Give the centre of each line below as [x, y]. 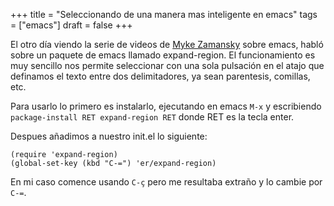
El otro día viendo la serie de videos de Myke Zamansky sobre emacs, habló [167, 44]
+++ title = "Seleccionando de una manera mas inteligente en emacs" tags [164, 14]
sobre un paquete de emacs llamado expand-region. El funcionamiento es [163, 55]
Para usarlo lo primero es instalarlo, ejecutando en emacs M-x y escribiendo [166, 106]
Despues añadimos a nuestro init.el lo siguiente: [109, 136]
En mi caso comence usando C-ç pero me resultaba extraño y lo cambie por [166, 182]
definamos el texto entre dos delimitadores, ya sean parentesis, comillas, [160, 76]
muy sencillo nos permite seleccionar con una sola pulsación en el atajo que [167, 65]
